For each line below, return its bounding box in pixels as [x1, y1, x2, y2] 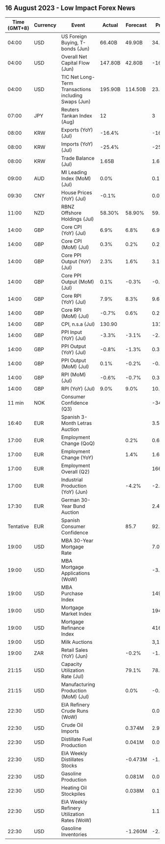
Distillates [61, 756, 84, 763]
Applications [61, 570, 90, 576]
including [61, 92, 82, 99]
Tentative [7, 523, 29, 530]
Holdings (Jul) [61, 215, 94, 222]
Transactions [61, 86, 91, 92]
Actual [102, 22, 118, 29]
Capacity [61, 661, 82, 667]
